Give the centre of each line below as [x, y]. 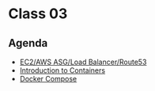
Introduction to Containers [62, 70]
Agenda [28, 43]
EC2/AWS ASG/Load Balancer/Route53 [83, 62]
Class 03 [38, 14]
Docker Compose [48, 79]
